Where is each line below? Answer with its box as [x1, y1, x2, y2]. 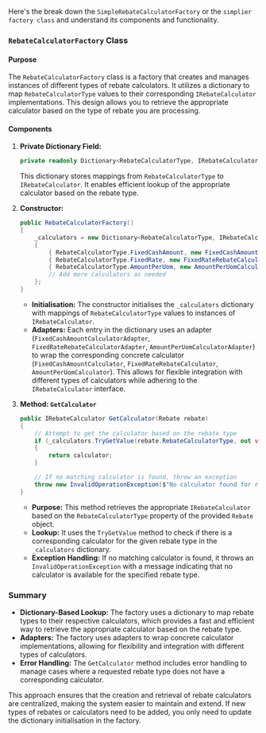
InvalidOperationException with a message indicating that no [31, 561, 233, 570]
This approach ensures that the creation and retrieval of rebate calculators [8, 690, 252, 700]
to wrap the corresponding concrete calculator [31, 350, 185, 359]
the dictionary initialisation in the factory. [8, 716, 141, 725]
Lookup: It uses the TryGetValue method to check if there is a [31, 528, 233, 537]
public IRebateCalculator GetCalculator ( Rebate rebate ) [19, 414, 209, 423]
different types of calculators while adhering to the [31, 375, 198, 385]
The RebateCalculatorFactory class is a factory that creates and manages [8, 72, 249, 82]
